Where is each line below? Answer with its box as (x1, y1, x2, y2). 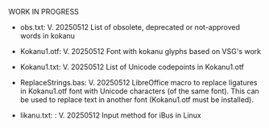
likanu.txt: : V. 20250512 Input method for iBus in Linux (19, 110, 201, 120)
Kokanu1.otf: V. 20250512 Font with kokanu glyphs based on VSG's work (19, 47, 262, 56)
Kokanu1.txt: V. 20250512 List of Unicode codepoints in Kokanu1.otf (19, 62, 244, 72)
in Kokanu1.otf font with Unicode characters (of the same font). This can (19, 86, 259, 96)
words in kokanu (19, 31, 75, 40)
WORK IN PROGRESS (8, 7, 79, 16)
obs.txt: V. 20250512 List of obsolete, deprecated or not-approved (19, 23, 240, 31)
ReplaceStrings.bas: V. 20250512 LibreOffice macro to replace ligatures (19, 78, 258, 87)
